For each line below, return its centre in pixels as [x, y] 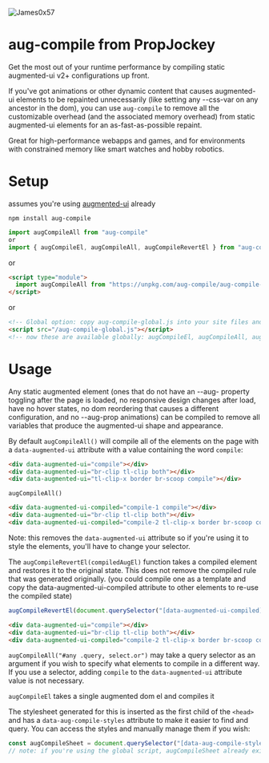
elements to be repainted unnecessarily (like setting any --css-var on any [137, 99]
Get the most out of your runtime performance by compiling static [117, 67]
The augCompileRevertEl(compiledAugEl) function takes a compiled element [133, 562]
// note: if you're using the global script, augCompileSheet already [128, 751]
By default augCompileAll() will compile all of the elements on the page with [133, 441]
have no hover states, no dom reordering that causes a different [113, 408]
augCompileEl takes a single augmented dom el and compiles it [111, 696]
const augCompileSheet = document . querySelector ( [93, 744]
